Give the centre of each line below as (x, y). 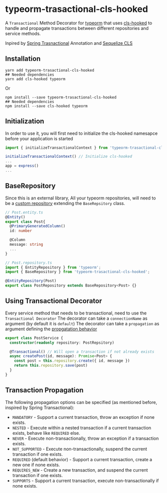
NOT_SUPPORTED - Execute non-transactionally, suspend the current (80, 449)
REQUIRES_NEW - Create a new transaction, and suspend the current (80, 470)
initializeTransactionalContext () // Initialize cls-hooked (69, 157)
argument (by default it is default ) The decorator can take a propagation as (82, 323)
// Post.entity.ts (24, 212)
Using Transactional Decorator (54, 301)
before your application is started (39, 138)
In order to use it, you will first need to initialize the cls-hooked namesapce (82, 133)
